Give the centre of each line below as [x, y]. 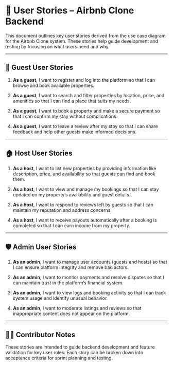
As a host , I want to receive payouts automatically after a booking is [85, 220]
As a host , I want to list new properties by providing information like [84, 168]
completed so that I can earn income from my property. [71, 225]
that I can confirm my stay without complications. [65, 116]
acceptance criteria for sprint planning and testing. [59, 358]
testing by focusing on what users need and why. [57, 46]
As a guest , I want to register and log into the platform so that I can [84, 80]
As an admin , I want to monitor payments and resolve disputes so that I [88, 278]
